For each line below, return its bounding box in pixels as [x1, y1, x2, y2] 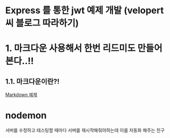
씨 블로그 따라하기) [5, 17, 79, 29]
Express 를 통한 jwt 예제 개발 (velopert [5, 5, 164, 16]
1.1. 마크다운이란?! [5, 77, 60, 86]
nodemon [5, 110, 47, 121]
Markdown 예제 [5, 92, 37, 98]
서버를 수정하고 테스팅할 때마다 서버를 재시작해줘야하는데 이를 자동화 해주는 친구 [5, 127, 165, 133]
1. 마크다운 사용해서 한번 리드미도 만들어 [5, 43, 162, 54]
